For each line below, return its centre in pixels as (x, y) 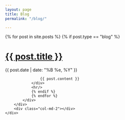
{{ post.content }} (60, 79)
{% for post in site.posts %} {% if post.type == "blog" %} (63, 37)
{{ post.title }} (34, 56)
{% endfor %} (44, 96)
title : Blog (17, 14)
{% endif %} (43, 92)
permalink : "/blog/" (26, 19)
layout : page (18, 10)
